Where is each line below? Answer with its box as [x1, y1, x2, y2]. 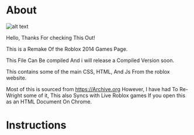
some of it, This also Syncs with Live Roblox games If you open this [23, 92, 186, 99]
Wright [6, 92, 22, 99]
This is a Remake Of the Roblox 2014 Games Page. [6, 45, 128, 53]
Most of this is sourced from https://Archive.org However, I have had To [6, 85, 178, 92]
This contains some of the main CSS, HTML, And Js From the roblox [6, 68, 170, 75]
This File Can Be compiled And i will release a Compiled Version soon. [6, 57, 174, 64]
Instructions [6, 119, 67, 132]
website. [6, 74, 27, 81]
